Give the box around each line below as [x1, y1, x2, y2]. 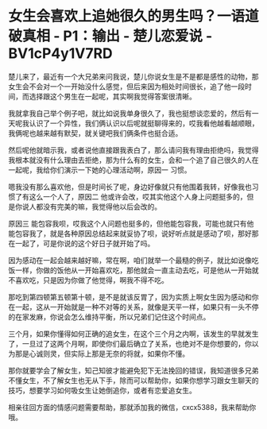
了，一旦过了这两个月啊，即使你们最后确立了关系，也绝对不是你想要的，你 [8, 338, 252, 348]
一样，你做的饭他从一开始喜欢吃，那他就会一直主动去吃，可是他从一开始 [14, 265, 252, 275]
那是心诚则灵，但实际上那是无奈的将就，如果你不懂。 [14, 349, 189, 358]
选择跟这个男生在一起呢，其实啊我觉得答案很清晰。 [29, 91, 196, 101]
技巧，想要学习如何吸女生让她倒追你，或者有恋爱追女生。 [8, 385, 196, 395]
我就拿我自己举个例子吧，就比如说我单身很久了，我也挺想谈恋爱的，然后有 [8, 108, 252, 118]
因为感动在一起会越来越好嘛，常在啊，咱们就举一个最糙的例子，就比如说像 [8, 255, 252, 265]
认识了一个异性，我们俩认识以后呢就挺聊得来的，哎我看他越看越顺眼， [29, 118, 259, 128]
